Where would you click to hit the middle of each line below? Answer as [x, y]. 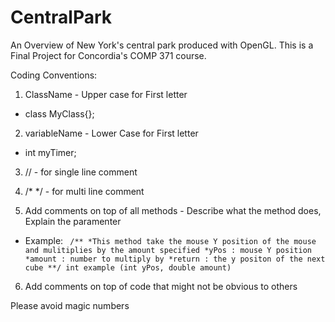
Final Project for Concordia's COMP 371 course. [108, 55]
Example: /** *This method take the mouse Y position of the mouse [170, 240]
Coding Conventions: [54, 75]
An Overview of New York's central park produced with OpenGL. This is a [162, 45]
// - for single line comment [81, 172]
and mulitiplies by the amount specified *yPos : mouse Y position [168, 250]
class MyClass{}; [59, 113]
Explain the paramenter [73, 221]
